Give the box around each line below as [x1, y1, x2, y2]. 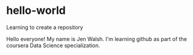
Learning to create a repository [6, 24, 83, 31]
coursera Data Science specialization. [6, 42, 101, 49]
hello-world [6, 4, 66, 18]
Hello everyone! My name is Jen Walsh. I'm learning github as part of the [6, 35, 187, 42]
